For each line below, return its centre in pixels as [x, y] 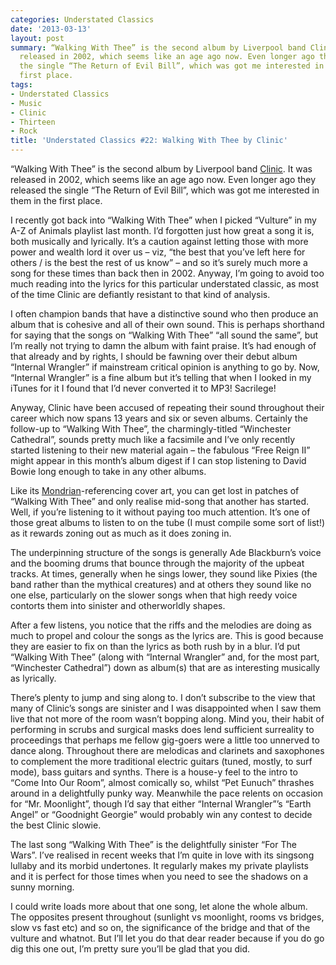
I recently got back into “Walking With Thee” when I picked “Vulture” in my [163, 220]
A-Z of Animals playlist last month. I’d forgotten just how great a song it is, [162, 230]
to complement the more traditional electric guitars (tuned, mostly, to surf [161, 761]
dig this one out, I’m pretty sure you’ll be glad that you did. [130, 949]
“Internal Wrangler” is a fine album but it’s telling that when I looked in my [161, 377]
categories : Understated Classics [82, 19]
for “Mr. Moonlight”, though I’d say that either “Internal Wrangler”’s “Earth [161, 804]
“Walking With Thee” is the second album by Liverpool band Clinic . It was [161, 169]
